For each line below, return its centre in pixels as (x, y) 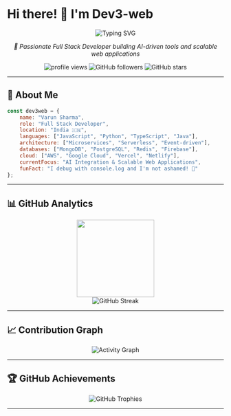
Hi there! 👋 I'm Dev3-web (80, 14)
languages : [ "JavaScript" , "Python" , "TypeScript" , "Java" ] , (109, 137)
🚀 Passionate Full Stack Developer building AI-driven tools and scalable (115, 46)
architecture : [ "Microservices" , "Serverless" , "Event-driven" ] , (115, 143)
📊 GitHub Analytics (50, 203)
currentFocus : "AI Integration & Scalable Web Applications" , (110, 162)
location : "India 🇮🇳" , (53, 130)
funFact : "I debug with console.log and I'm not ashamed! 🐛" (109, 168)
